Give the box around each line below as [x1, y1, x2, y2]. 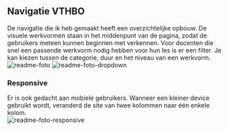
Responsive [7, 78, 48, 87]
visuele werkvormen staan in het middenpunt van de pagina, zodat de [7, 31, 207, 40]
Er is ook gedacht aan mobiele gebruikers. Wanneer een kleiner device [7, 94, 210, 103]
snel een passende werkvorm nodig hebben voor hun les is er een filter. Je [7, 46, 222, 54]
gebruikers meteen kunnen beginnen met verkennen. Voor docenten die [7, 38, 214, 47]
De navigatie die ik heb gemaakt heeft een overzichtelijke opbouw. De [7, 24, 207, 32]
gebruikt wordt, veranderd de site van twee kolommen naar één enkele [7, 101, 210, 110]
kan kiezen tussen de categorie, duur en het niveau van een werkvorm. [7, 53, 211, 62]
